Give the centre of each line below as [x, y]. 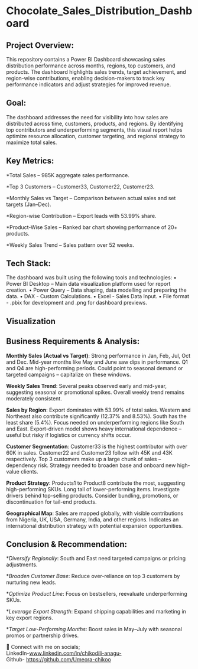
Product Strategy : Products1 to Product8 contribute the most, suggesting [95, 483]
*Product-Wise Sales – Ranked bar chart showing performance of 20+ [92, 227]
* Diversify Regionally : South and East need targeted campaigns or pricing [96, 559]
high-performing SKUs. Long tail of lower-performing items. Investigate [93, 489]
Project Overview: [40, 45]
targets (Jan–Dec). [29, 204]
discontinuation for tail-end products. [51, 502]
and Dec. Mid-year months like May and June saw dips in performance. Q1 [97, 362]
